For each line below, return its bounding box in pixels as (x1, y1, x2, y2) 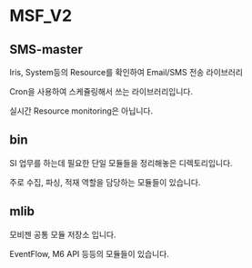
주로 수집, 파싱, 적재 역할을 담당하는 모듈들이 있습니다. (9, 176, 201, 187)
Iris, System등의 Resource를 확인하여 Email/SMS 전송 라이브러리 (9, 67, 244, 77)
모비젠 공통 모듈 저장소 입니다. (9, 229, 116, 240)
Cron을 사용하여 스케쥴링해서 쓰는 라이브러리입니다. (9, 86, 194, 96)
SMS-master (9, 42, 84, 57)
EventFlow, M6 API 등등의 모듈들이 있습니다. (9, 248, 170, 259)
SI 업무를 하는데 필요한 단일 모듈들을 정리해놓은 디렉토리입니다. (9, 157, 234, 168)
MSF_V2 (9, 5, 73, 26)
